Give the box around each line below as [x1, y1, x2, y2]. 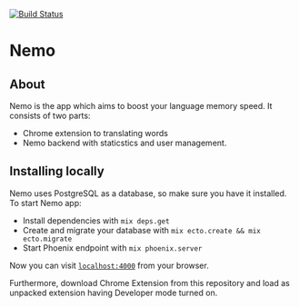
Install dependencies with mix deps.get [22, 214, 170, 226]
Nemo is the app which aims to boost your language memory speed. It [9, 101, 273, 111]
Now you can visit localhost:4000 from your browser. [9, 260, 209, 271]
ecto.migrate [22, 234, 73, 243]
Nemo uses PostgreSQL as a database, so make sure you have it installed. [9, 187, 287, 199]
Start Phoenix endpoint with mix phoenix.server [22, 242, 203, 253]
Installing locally [9, 163, 105, 179]
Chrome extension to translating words [22, 128, 168, 138]
